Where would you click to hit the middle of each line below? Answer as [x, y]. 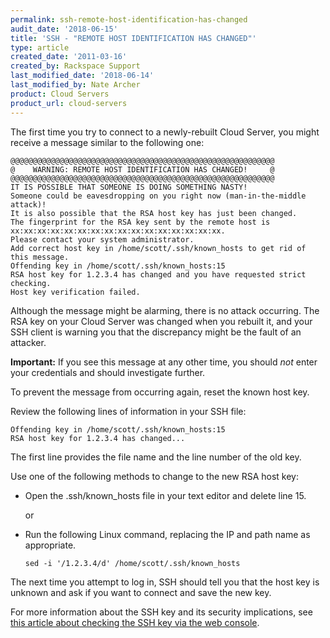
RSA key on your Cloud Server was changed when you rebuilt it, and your [161, 321]
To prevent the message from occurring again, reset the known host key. [160, 392]
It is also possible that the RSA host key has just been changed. [154, 213]
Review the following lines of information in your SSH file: [128, 411]
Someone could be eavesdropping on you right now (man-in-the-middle [158, 196]
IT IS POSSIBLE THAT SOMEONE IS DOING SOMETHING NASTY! [129, 187]
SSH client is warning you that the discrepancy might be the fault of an [156, 332]
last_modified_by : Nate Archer [75, 85]
